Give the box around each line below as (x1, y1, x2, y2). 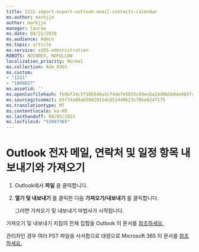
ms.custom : (6, 69, 33, 75)
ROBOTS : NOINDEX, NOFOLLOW (6, 53, 73, 59)
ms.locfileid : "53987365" (6, 119, 70, 125)
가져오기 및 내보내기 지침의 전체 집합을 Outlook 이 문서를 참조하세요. (6, 220, 164, 227)
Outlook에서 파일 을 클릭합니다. (14, 182, 88, 189)
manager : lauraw (6, 25, 46, 31)
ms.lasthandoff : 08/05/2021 (6, 113, 76, 119)
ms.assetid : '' (6, 86, 44, 92)
